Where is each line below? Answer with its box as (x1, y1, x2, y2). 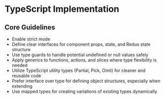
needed (11, 63, 28, 68)
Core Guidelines (4, 23, 55, 32)
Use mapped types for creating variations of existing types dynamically (11, 89, 158, 94)
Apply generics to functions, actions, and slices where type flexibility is (11, 57, 157, 63)
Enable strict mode (11, 36, 50, 42)
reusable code (11, 73, 41, 78)
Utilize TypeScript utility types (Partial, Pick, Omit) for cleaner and (11, 67, 146, 73)
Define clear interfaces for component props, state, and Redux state (11, 41, 151, 47)
